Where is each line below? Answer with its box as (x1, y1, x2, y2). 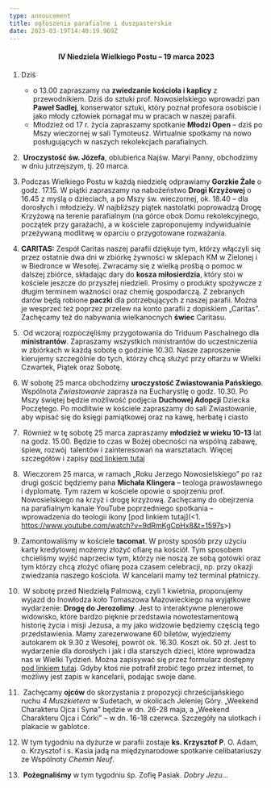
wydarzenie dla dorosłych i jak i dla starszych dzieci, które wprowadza (20, 646, 256, 656)
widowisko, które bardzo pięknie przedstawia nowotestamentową (20, 611, 239, 621)
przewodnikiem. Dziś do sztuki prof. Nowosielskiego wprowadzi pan (32, 94, 261, 103)
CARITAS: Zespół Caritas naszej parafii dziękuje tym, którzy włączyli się (20, 244, 261, 253)
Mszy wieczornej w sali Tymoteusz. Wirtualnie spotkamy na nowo (32, 128, 252, 138)
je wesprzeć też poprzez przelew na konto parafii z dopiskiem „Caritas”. (20, 303, 261, 313)
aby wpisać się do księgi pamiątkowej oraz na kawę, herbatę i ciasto (20, 412, 248, 422)
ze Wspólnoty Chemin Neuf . (20, 754, 115, 764)
